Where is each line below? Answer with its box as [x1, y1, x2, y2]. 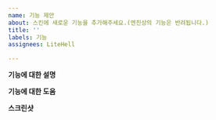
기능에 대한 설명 [8, 70, 56, 79]
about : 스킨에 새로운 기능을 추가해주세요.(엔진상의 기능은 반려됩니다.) [8, 19, 209, 27]
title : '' [8, 26, 41, 34]
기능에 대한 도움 [8, 87, 56, 96]
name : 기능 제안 [8, 11, 55, 20]
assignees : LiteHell [8, 41, 76, 49]
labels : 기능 [8, 33, 48, 42]
